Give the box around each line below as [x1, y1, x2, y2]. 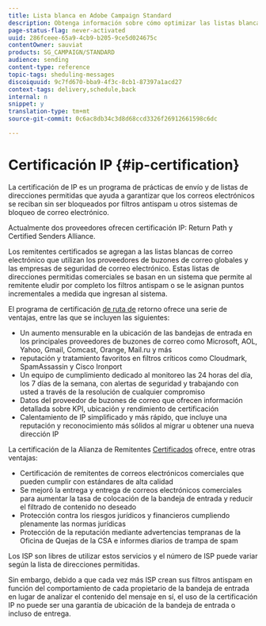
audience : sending [8, 56, 69, 64]
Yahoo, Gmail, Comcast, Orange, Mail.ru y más [19, 344, 173, 354]
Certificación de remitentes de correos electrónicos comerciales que [19, 468, 245, 478]
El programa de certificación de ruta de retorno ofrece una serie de [8, 304, 228, 313]
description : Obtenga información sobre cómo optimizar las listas [8, 19, 236, 27]
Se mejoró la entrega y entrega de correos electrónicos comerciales [19, 485, 242, 494]
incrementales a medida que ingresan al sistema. [8, 289, 168, 298]
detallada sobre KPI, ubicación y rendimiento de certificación [19, 404, 219, 413]
